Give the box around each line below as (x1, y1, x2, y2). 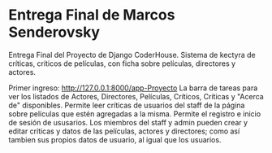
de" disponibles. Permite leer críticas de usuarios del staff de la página (8, 100, 245, 110)
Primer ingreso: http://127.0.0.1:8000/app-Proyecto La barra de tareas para (8, 83, 258, 93)
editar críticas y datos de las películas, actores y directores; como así (8, 126, 240, 136)
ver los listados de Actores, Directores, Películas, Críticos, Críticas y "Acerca (8, 91, 264, 101)
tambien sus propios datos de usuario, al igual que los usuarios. (8, 134, 222, 144)
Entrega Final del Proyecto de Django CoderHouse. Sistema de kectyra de (8, 50, 256, 59)
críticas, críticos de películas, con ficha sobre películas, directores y (8, 59, 236, 68)
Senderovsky (8, 23, 100, 42)
